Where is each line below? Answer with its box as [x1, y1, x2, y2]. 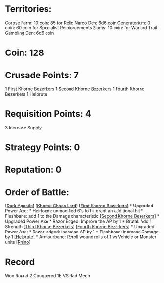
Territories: [5, 3, 52, 15]
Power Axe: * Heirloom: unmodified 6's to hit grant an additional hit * [5, 208, 143, 214]
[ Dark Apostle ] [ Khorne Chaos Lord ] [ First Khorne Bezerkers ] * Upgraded [5, 203, 153, 209]
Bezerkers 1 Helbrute [5, 91, 47, 97]
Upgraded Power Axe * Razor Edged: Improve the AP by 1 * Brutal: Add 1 [5, 218, 152, 224]
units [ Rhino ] [5, 239, 31, 245]
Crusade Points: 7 [5, 70, 79, 81]
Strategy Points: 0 [5, 142, 80, 153]
